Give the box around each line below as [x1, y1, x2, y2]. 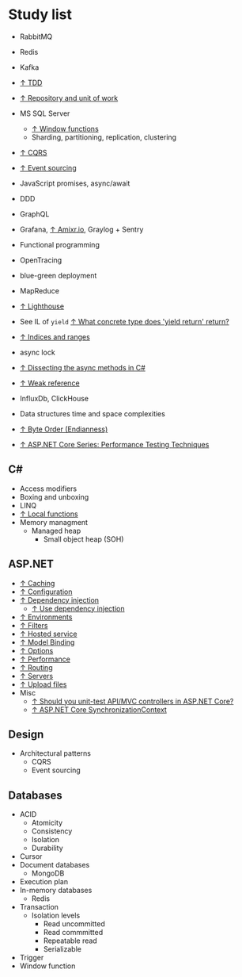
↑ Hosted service [19, 629, 78, 638]
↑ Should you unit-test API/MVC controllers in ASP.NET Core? [31, 696, 234, 706]
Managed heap [31, 526, 81, 535]
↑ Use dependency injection [31, 603, 125, 613]
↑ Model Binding [19, 637, 75, 647]
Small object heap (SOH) [43, 534, 124, 544]
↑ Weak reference [19, 378, 81, 388]
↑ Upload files [19, 680, 67, 689]
